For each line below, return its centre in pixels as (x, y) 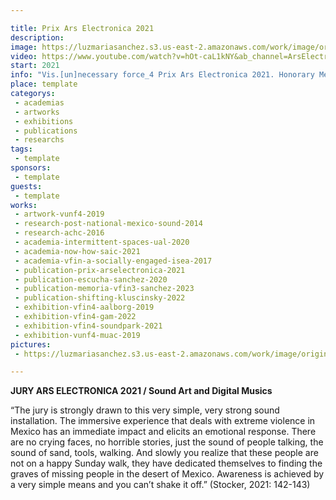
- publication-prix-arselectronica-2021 (100, 270)
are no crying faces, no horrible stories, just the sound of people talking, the (167, 442)
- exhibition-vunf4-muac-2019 (77, 335)
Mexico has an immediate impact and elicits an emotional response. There (163, 432)
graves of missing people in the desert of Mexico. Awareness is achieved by (167, 474)
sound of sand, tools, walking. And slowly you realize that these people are (164, 453)
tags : (21, 149)
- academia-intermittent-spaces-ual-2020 (102, 242)
